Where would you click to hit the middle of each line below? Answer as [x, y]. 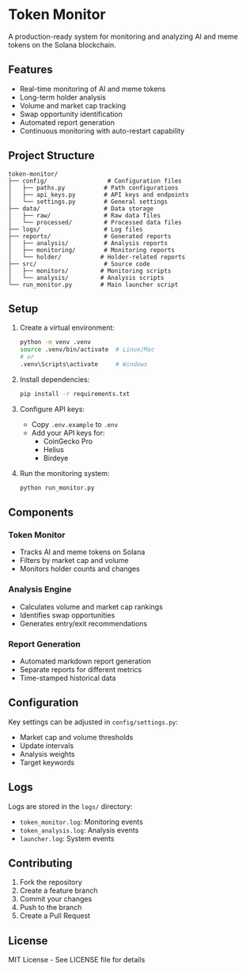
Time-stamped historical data [68, 678]
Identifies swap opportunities [67, 615]
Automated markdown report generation [85, 661]
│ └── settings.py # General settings [88, 202]
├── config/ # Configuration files [95, 181]
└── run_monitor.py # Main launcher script [93, 285]
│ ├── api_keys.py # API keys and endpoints [99, 195]
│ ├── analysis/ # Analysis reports [88, 243]
